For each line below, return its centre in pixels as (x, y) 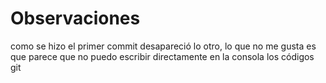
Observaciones (75, 18)
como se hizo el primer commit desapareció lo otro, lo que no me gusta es (163, 46)
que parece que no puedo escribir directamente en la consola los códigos (162, 56)
